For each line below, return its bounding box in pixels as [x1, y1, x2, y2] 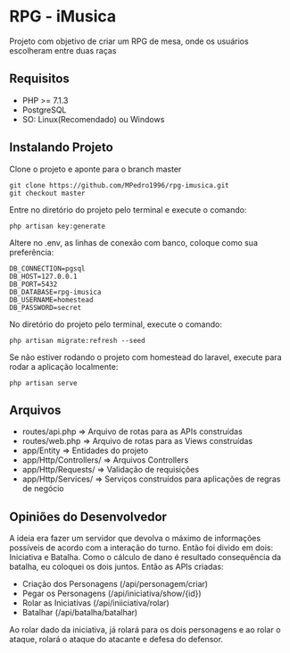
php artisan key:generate [9, 222, 105, 230]
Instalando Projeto [9, 140, 113, 155]
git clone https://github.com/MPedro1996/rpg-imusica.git [9, 180, 229, 189]
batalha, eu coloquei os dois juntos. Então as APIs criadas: [9, 561, 224, 573]
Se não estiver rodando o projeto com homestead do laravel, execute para [9, 351, 282, 363]
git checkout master [9, 188, 87, 197]
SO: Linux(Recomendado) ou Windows [21, 113, 165, 124]
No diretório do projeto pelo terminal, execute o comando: [9, 319, 223, 330]
